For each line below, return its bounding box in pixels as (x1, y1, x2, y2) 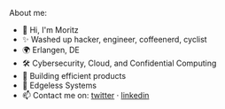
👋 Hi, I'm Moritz (21, 25, 79, 35)
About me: (9, 8, 47, 18)
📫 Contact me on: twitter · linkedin (21, 90, 150, 100)
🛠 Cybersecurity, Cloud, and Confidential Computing (21, 58, 217, 68)
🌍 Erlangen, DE (21, 44, 80, 55)
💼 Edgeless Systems (21, 80, 97, 90)
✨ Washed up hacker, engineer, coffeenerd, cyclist (21, 35, 207, 44)
